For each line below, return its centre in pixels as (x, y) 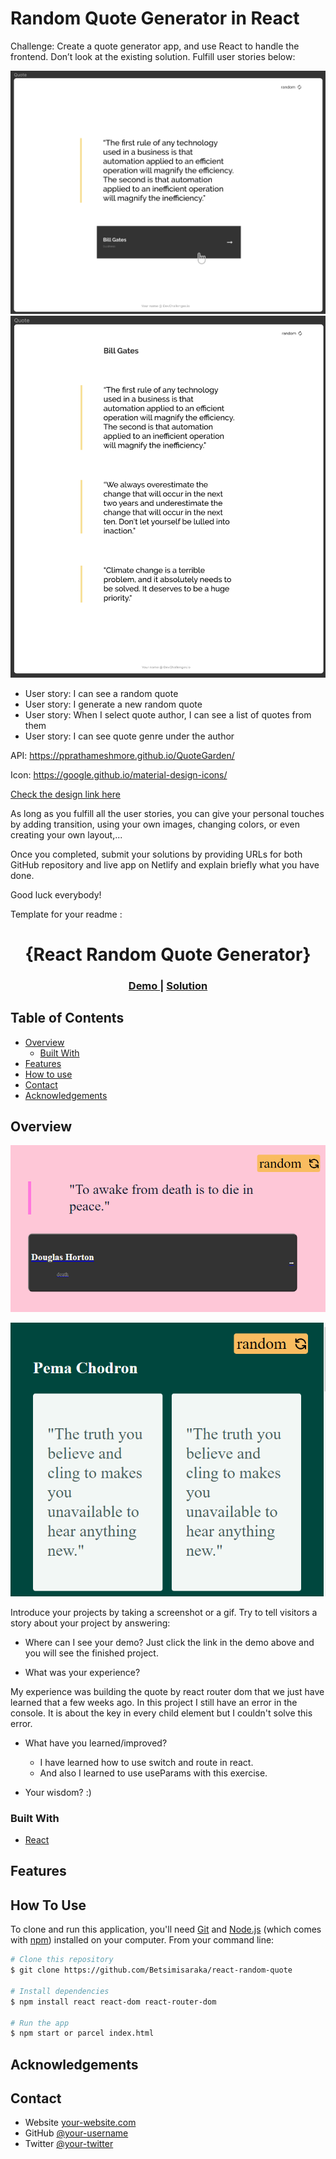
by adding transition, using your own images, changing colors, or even (155, 824)
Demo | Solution (168, 985)
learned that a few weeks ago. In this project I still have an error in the (154, 1702)
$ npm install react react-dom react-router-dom (113, 2002)
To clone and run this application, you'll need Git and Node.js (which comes (166, 1929)
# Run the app (40, 2023)
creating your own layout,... (66, 834)
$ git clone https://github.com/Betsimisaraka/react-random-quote (151, 1970)
